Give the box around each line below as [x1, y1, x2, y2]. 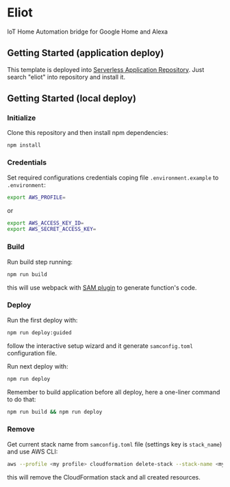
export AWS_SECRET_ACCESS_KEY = [7, 226, 97, 233]
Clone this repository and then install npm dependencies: [7, 129, 168, 137]
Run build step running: [7, 258, 73, 266]
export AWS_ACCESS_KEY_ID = [7, 219, 84, 227]
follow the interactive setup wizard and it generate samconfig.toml [7, 341, 194, 350]
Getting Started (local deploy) [7, 92, 137, 104]
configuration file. [7, 349, 57, 357]
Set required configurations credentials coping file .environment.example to [7, 173, 219, 182]
